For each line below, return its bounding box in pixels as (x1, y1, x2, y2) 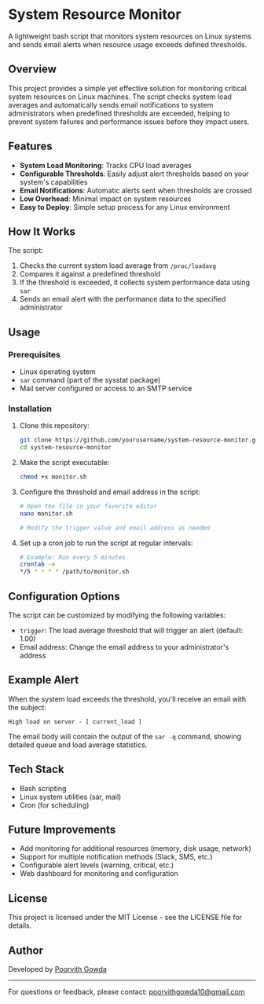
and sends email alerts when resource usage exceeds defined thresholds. (8, 39, 247, 49)
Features (8, 140, 53, 153)
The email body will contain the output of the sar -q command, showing (8, 731, 242, 741)
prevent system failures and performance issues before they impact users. (8, 116, 250, 126)
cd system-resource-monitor (19, 444, 112, 452)
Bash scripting (19, 783, 67, 793)
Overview (8, 63, 57, 76)
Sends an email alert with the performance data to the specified (19, 295, 226, 304)
